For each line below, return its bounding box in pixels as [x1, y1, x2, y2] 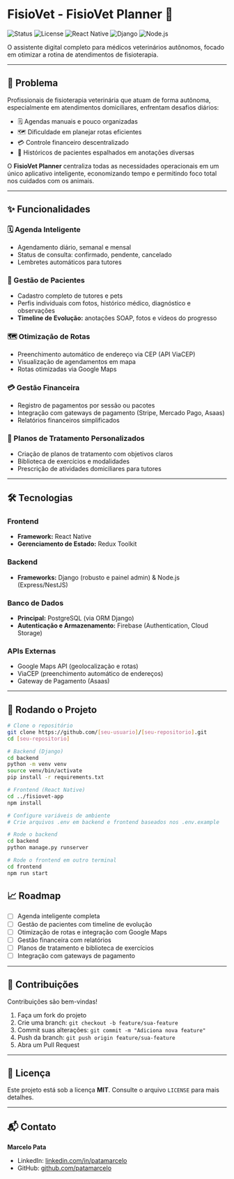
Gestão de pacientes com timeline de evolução [17, 920, 153, 928]
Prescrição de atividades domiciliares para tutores [17, 464, 162, 472]
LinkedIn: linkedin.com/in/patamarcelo [17, 1157, 127, 1165]
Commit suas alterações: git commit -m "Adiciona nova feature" [17, 1025, 206, 1034]
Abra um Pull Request [17, 1041, 80, 1049]
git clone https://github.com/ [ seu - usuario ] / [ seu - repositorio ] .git [7, 728, 208, 736]
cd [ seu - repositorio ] [7, 735, 70, 742]
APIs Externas [7, 646, 56, 656]
